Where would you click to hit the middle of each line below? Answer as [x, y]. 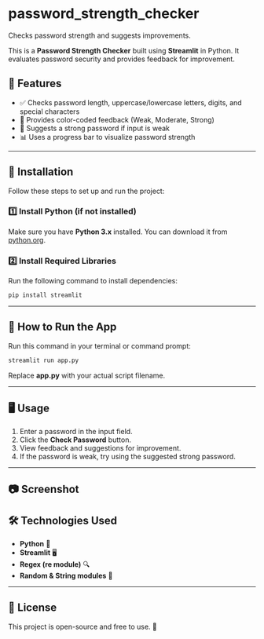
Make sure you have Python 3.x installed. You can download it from [118, 232]
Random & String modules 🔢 [66, 575]
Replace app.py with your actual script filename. [87, 375]
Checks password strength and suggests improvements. [99, 35]
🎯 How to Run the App [62, 327]
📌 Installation [41, 172]
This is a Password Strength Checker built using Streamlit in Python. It [124, 50]
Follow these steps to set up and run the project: [86, 191]
